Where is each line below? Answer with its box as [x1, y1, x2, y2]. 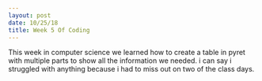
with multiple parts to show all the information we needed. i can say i [8, 56, 232, 65]
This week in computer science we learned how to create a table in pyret [8, 48, 245, 57]
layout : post [8, 11, 51, 20]
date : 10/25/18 [8, 19, 59, 27]
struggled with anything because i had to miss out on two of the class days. [8, 64, 255, 74]
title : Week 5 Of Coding [8, 26, 90, 34]
